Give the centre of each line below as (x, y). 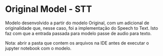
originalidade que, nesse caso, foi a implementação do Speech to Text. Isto (81, 28)
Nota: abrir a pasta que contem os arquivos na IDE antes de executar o (77, 43)
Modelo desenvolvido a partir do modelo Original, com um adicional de (77, 23)
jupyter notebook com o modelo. (38, 48)
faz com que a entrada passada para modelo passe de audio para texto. (78, 33)
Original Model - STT (49, 9)
